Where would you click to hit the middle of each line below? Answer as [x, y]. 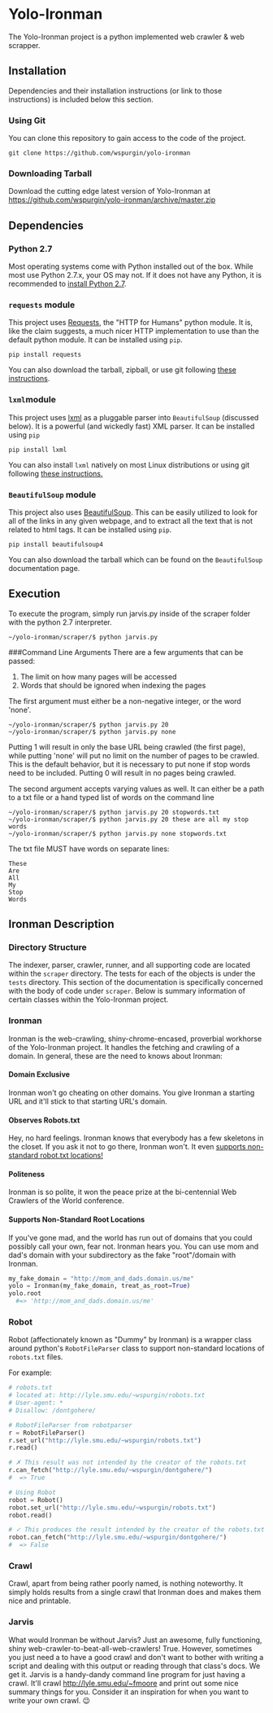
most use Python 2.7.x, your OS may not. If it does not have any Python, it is [135, 275]
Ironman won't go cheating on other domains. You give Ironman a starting [132, 1092]
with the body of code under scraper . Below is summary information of [127, 991]
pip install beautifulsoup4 [56, 544]
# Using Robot [32, 1492]
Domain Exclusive [39, 1074]
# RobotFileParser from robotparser [70, 1425]
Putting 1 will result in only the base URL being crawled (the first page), [127, 747]
